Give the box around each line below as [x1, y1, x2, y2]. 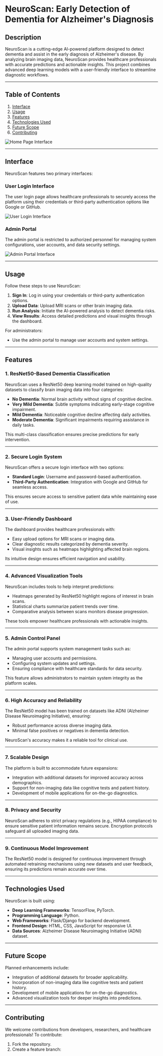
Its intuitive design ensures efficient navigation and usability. [5, 556, 126, 562]
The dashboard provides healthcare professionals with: [5, 527, 115, 532]
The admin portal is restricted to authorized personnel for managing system [5, 237, 156, 243]
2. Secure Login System [5, 453, 62, 460]
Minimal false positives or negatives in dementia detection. [12, 728, 130, 734]
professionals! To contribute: [5, 1032, 63, 1037]
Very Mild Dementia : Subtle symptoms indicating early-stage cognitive [12, 401, 155, 407]
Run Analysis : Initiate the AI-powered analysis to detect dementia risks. [12, 308, 156, 314]
